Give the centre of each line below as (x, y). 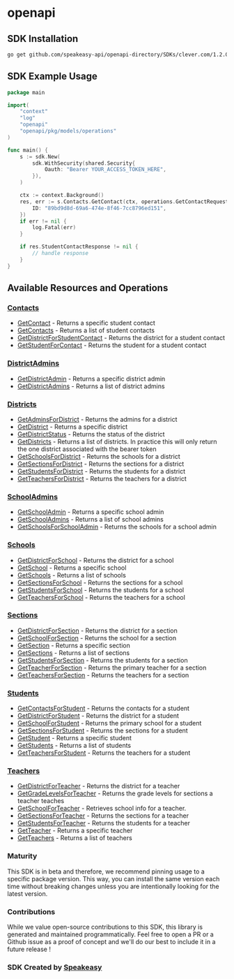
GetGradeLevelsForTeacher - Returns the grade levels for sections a (115, 793)
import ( (18, 105)
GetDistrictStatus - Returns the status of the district (91, 434)
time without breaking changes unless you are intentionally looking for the (113, 886)
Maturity (22, 856)
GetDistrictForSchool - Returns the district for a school (95, 560)
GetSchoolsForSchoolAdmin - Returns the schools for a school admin (117, 527)
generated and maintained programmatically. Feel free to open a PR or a (110, 934)
